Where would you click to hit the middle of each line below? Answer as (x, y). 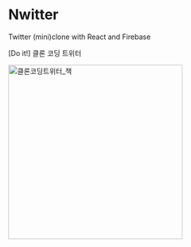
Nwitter (33, 15)
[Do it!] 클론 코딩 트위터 (45, 53)
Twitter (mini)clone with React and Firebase (80, 37)
